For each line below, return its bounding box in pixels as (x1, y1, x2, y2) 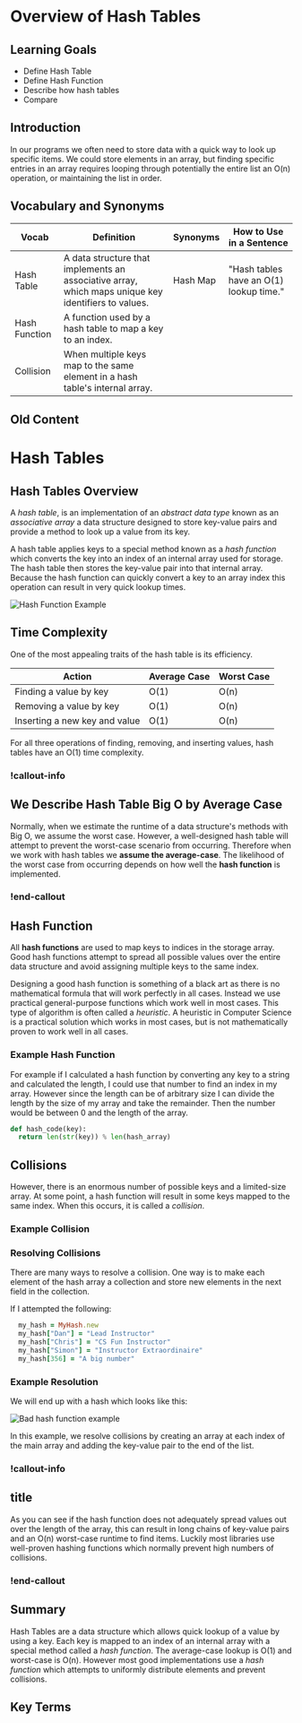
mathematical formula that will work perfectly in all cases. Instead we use (10, 988, 281, 999)
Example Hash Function (10, 1049, 116, 1061)
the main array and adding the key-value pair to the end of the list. (10, 1441, 255, 1451)
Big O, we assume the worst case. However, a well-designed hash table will (10, 830, 289, 841)
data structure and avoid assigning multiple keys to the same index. (10, 961, 259, 972)
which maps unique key (63, 285, 164, 298)
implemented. (10, 868, 61, 879)
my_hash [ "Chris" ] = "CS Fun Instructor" (18, 1338, 171, 1346)
